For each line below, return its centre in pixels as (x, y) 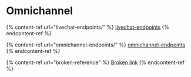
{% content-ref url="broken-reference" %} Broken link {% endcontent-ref (95, 62)
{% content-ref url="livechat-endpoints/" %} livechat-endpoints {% (88, 27)
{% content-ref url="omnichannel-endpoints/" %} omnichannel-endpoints (96, 45)
